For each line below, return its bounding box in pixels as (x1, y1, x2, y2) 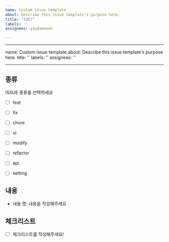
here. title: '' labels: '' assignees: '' (5, 54, 76, 60)
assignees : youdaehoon (5, 26, 53, 31)
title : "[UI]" (5, 17, 35, 22)
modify (12, 140, 28, 146)
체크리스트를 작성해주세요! (12, 231, 64, 237)
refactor (12, 150, 29, 156)
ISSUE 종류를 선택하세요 (5, 89, 53, 95)
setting (12, 170, 27, 176)
